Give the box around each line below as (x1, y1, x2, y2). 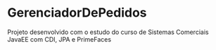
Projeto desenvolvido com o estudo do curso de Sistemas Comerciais (7, 28, 209, 36)
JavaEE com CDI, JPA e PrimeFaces (7, 35, 111, 43)
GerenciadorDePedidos (7, 5, 147, 21)
